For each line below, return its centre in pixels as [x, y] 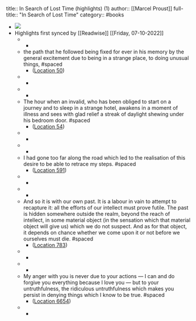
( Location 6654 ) [51, 301]
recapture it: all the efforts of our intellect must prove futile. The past [106, 207]
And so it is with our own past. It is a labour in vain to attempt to [100, 201]
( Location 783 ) [50, 245]
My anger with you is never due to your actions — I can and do [99, 276]
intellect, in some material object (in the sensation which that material [107, 220]
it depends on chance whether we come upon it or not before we [102, 232]
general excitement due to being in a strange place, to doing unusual [106, 58]
